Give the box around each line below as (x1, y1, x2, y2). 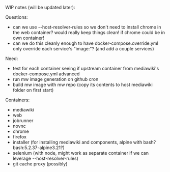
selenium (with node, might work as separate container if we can (12, 150, 149, 156)
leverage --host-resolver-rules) (12, 155, 79, 161)
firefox (12, 134, 27, 139)
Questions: (5, 14, 28, 20)
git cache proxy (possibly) (12, 161, 68, 167)
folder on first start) (12, 87, 54, 93)
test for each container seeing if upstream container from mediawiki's (12, 66, 159, 71)
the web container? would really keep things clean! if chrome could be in (12, 30, 165, 35)
